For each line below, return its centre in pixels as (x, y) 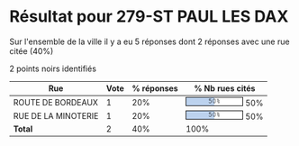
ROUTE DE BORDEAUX (56, 102)
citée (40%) (32, 50)
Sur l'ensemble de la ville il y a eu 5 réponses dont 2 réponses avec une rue (149, 41)
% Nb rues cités (224, 88)
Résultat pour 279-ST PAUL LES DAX (149, 17)
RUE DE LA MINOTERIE (56, 115)
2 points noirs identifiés (53, 68)
